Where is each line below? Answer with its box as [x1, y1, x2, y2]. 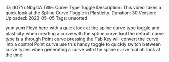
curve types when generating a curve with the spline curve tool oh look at [5, 47, 161, 52]
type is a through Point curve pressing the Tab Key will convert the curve [5, 36, 159, 42]
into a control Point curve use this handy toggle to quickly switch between [5, 41, 161, 47]
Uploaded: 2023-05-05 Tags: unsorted [5, 15, 88, 21]
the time [5, 52, 23, 58]
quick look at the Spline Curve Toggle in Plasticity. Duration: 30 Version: [5, 10, 157, 16]
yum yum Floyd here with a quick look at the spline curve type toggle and [5, 25, 160, 31]
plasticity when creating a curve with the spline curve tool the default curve [5, 30, 164, 36]
